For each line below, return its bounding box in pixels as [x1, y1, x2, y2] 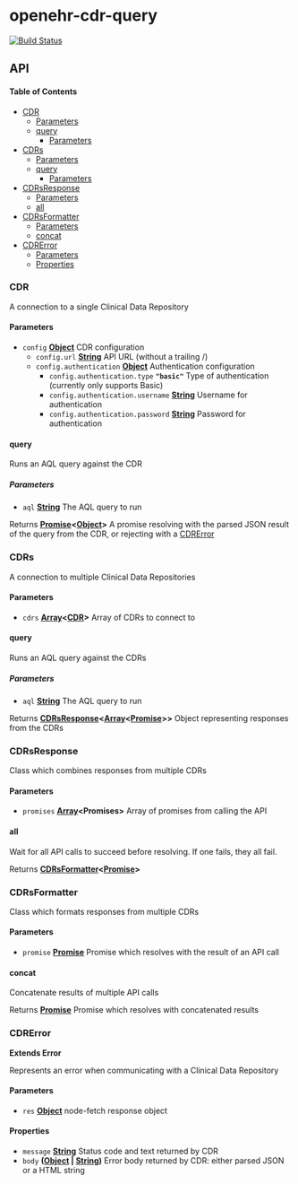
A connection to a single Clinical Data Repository [9, 301, 190, 312]
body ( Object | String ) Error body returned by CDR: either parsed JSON [21, 1154, 285, 1166]
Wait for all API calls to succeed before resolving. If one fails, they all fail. [9, 846, 277, 857]
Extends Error [9, 1047, 62, 1058]
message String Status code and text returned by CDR [21, 1145, 219, 1156]
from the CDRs [9, 722, 64, 733]
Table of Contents [9, 86, 78, 97]
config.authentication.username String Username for [48, 389, 248, 400]
